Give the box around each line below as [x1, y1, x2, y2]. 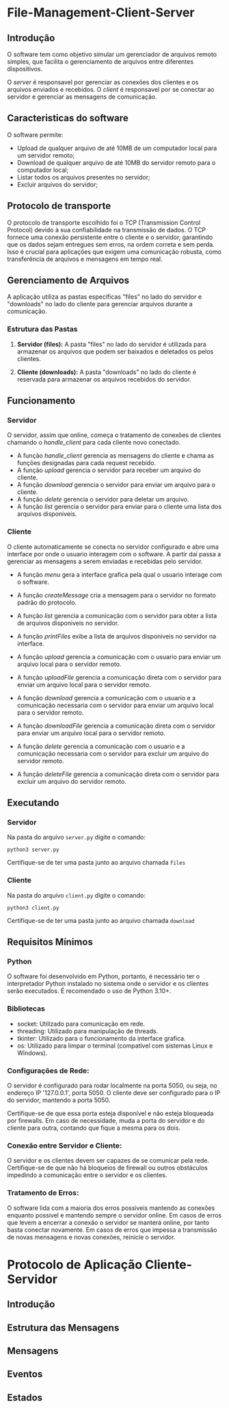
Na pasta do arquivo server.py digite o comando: [7, 833, 146, 841]
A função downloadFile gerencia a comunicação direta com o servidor [16, 721, 216, 730]
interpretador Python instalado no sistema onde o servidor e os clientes [7, 980, 209, 988]
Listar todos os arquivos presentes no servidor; [16, 173, 150, 181]
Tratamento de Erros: [7, 1188, 79, 1198]
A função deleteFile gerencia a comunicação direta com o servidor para [16, 769, 219, 778]
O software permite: [7, 130, 64, 138]
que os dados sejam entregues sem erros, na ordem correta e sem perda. [7, 240, 215, 248]
